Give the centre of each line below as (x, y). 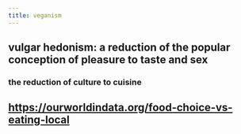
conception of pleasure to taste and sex (108, 60)
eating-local (39, 120)
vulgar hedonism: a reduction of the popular (119, 48)
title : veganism (35, 15)
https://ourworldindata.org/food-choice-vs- (120, 108)
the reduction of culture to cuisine (75, 82)
